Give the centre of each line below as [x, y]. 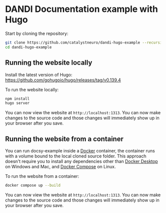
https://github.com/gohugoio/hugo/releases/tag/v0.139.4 [63, 80]
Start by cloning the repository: [37, 33]
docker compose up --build [33, 185]
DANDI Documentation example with [82, 9]
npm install [17, 99]
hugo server [17, 103]
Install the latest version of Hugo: [39, 74]
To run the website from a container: [42, 176]
